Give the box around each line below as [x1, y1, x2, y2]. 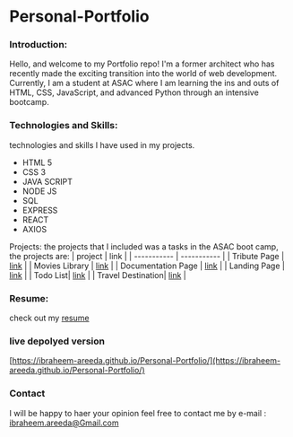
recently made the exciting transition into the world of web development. [9, 68, 278, 79]
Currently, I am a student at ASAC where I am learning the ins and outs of [9, 78, 280, 89]
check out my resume [9, 312, 90, 324]
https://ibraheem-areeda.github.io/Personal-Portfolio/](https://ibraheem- [12, 355, 280, 366]
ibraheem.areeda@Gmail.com [9, 417, 119, 428]
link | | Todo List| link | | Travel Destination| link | [9, 269, 186, 280]
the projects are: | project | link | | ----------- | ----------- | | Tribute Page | [9, 250, 285, 261]
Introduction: [9, 39, 68, 51]
